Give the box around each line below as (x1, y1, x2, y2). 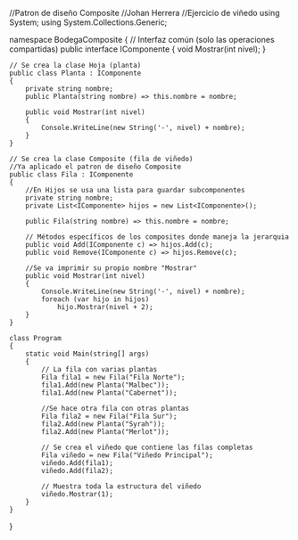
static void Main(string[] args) (25, 349, 150, 358)
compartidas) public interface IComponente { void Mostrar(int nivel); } (9, 44, 266, 54)
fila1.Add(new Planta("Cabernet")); (41, 389, 178, 397)
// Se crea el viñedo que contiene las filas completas (41, 443, 253, 452)
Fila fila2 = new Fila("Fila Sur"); (41, 412, 178, 421)
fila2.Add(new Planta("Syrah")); (41, 420, 166, 429)
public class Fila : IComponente (9, 170, 134, 179)
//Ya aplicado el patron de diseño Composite (9, 162, 181, 171)
